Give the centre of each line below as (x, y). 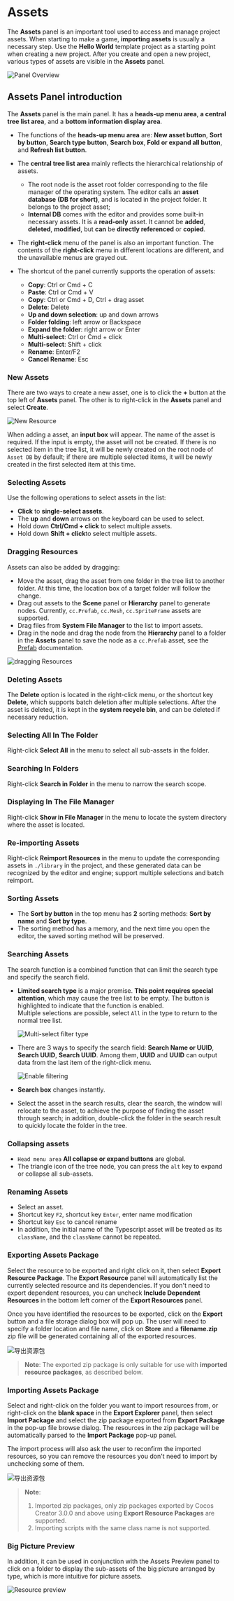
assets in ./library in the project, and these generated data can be (104, 865)
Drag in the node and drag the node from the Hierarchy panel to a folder (122, 633)
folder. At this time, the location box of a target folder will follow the (114, 588)
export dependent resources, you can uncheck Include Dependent (104, 1293)
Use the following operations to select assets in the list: (87, 497)
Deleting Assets (35, 679)
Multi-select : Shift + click (65, 344)
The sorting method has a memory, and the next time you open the (114, 928)
